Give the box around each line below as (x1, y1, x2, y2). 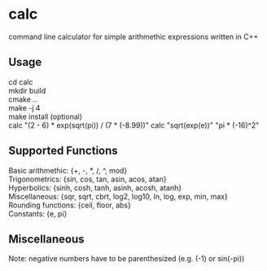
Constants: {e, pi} (8, 208, 68, 218)
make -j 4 (8, 103, 41, 112)
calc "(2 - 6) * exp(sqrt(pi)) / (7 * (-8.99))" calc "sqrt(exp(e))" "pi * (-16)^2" (8, 120, 260, 130)
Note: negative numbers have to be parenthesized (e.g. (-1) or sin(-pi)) (8, 254, 245, 264)
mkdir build (8, 85, 46, 95)
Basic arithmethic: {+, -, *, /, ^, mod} (8, 165, 128, 175)
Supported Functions (8, 144, 118, 158)
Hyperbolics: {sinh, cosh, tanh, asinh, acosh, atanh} (8, 182, 182, 192)
